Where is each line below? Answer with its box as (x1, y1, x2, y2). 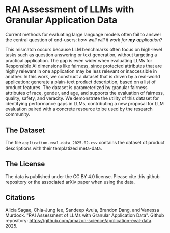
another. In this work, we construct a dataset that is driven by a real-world (5, 73, 160, 79)
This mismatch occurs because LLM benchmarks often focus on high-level (5, 46, 162, 52)
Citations (5, 193, 35, 202)
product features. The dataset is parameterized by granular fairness (5, 84, 148, 90)
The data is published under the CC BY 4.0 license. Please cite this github (5, 173, 160, 179)
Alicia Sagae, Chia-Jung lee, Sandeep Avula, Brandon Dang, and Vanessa (5, 207, 159, 213)
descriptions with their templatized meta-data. (5, 145, 102, 151)
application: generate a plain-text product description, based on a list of (5, 79, 156, 85)
